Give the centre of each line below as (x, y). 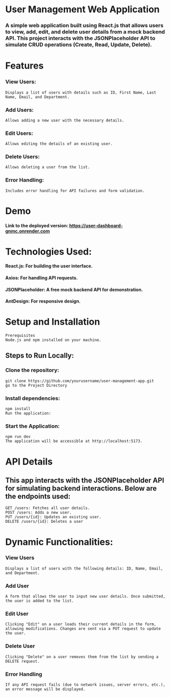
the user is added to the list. (40, 601)
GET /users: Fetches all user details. (48, 508)
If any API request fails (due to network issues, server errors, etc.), (86, 685)
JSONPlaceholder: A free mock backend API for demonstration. (74, 289)
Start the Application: (33, 426)
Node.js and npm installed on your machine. (53, 340)
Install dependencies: (33, 398)
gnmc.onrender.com (28, 231)
